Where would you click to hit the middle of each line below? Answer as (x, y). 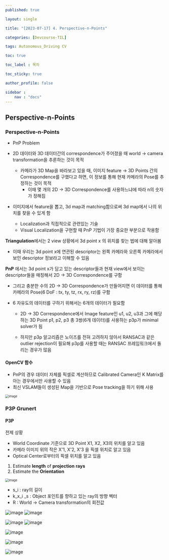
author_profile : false (29, 83)
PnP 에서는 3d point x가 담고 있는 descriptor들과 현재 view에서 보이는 (75, 269)
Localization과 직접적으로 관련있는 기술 (59, 224)
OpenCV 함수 (19, 362)
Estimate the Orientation (38, 471)
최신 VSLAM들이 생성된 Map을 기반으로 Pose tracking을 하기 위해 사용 (83, 387)
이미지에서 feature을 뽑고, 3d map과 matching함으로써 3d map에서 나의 (85, 207)
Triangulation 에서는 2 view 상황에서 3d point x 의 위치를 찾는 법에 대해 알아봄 (83, 241)
